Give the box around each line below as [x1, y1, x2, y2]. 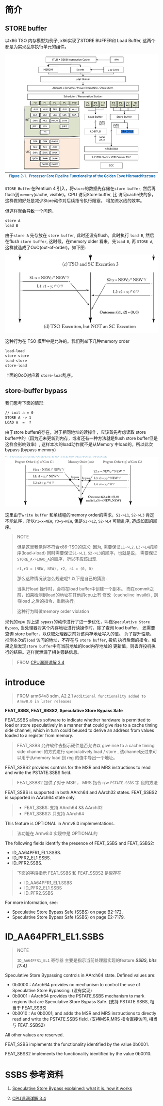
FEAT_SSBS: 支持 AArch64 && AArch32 [24, 804, 103, 811]
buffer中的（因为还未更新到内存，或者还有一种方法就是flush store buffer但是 [5, 435, 158, 441]
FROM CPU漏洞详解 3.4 [16, 659, 65, 665]
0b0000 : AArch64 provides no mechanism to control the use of [12, 981, 141, 987]
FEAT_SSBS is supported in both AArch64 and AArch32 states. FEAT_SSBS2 [5, 789, 158, 795]
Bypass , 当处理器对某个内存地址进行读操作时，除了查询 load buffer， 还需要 [5, 625, 155, 630]
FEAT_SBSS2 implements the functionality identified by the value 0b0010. [5, 1051, 152, 1056]
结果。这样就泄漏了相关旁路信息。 [13, 649, 81, 655]
